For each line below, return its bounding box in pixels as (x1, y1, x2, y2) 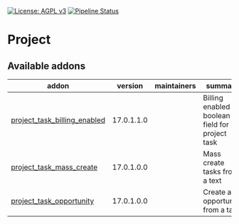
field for (202, 119, 230, 129)
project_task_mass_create (11, 162, 98, 172)
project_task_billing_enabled (11, 115, 105, 124)
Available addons (7, 60, 86, 72)
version (117, 81, 144, 90)
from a (202, 205, 225, 215)
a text (202, 176, 222, 185)
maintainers (154, 81, 196, 90)
